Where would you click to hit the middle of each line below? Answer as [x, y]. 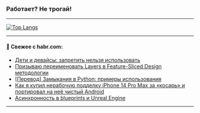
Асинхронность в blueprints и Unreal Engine [70, 98]
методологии [32, 73]
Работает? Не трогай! [39, 9]
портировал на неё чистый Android [59, 92]
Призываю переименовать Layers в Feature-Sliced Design [88, 66]
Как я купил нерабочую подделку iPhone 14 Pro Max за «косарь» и [100, 85]
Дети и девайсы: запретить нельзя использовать [78, 60]
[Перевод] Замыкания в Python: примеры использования [88, 79]
